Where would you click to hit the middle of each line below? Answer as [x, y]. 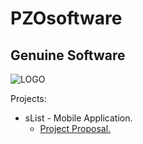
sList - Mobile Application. [78, 118]
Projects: [28, 98]
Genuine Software [68, 55]
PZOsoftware [66, 18]
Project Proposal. [75, 128]
